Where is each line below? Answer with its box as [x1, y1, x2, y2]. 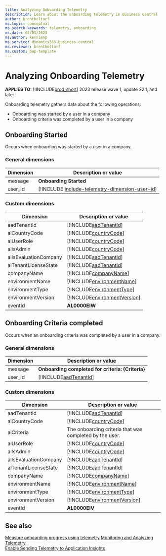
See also [5, 521, 32, 530]
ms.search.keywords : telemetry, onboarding [5, 26, 96, 31]
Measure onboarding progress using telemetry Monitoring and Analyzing [5, 535, 153, 541]
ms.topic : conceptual [5, 21, 50, 26]
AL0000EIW [67, 302, 96, 309]
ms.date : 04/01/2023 [5, 30, 48, 35]
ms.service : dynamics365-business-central [5, 40, 94, 45]
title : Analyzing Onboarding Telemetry [5, 7, 87, 12]
